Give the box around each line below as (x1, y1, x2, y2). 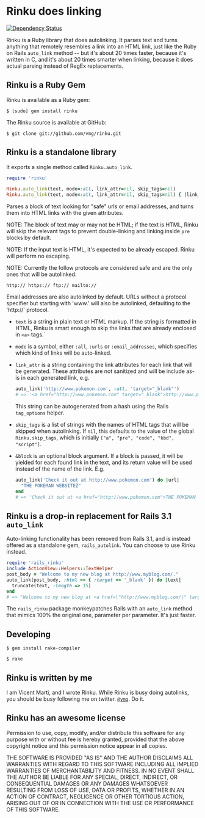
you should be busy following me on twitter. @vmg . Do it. (6, 695, 145, 703)
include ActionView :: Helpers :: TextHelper (6, 566, 113, 572)
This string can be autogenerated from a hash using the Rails (15, 402, 169, 410)
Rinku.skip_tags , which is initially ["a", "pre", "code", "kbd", (15, 433, 175, 441)
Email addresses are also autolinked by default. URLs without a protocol (6, 293, 187, 300)
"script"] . (15, 440, 42, 447)
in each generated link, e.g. (21, 374, 90, 382)
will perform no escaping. (6, 252, 71, 260)
